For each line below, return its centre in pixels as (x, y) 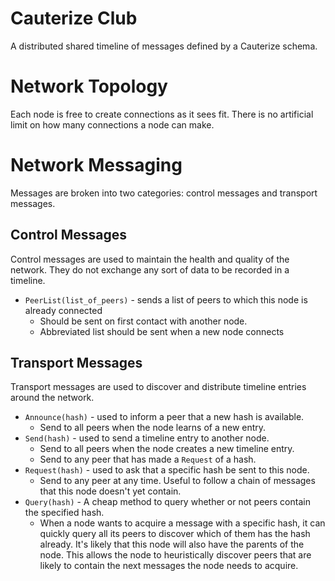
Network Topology (89, 86)
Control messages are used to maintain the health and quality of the (150, 259)
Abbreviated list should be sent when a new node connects (162, 331)
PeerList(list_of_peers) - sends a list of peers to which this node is (166, 299)
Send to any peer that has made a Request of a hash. (148, 459)
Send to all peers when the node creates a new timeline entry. (167, 449)
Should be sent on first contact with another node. (143, 321)
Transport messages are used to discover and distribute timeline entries (158, 387)
